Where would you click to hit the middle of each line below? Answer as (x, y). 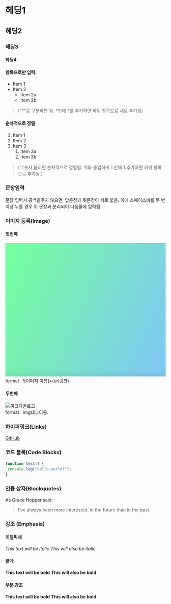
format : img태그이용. (27, 412)
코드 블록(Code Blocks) (34, 452)
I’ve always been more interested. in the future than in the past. (84, 510)
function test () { (25, 464)
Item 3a (28, 151)
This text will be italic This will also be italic (50, 549)
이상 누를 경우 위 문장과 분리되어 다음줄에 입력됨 (53, 206)
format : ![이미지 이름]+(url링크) (37, 381)
